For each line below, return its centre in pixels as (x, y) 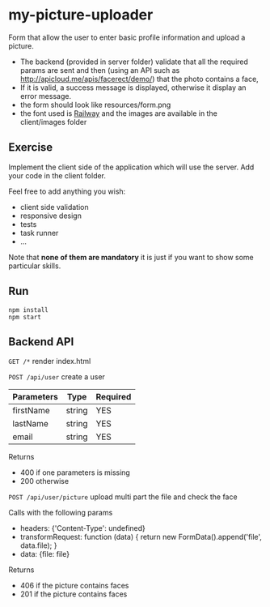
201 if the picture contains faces (74, 594)
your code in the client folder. (57, 175)
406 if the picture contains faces (74, 586)
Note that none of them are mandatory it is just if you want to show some (131, 257)
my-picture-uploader (81, 15)
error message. (45, 96)
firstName (31, 411)
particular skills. (35, 266)
